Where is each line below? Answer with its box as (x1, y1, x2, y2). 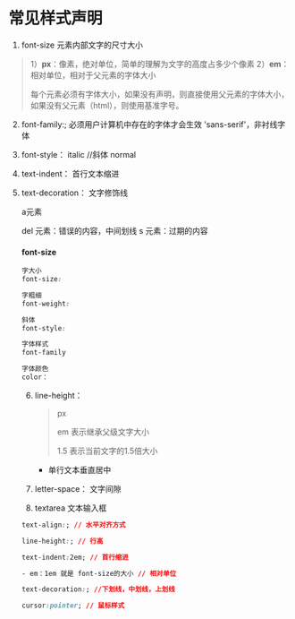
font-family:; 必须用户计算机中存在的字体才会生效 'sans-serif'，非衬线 (21, 118, 278, 130)
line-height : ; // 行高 (21, 537, 104, 546)
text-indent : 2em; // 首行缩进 (21, 553, 129, 562)
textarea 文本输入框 (34, 503, 107, 513)
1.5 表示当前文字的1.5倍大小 (56, 445, 158, 456)
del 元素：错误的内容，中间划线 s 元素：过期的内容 (21, 225, 209, 236)
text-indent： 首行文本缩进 (21, 168, 120, 179)
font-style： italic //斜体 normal (21, 149, 136, 159)
